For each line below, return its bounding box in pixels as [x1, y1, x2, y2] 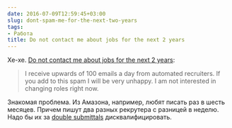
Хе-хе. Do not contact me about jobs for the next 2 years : [7, 56, 175, 64]
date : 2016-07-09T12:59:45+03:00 [7, 10, 106, 18]
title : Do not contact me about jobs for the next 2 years [7, 37, 185, 44]
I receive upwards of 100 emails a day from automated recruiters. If [24, 70, 221, 78]
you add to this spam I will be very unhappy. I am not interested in [24, 77, 216, 85]
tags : [7, 23, 23, 30]
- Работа [7, 30, 33, 37]
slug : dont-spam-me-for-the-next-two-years [7, 17, 138, 24]
